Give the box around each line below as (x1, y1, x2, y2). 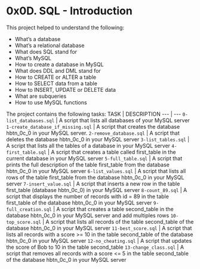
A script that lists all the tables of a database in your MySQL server (6, 142, 171, 149)
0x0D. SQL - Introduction (6, 4, 133, 18)
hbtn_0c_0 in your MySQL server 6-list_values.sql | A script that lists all (6, 167, 186, 174)
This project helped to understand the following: (6, 24, 124, 31)
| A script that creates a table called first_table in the (47, 148, 176, 156)
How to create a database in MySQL (14, 61, 104, 68)
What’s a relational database (14, 42, 85, 49)
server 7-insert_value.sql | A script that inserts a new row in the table (6, 180, 180, 187)
